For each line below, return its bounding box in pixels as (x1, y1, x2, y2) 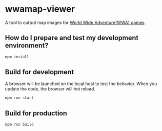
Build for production (5, 109, 67, 117)
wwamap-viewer (5, 3, 75, 15)
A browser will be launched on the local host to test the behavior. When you (5, 81, 157, 87)
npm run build (5, 122, 34, 127)
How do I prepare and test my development (5, 34, 139, 42)
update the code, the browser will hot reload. (5, 86, 96, 92)
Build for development (5, 68, 74, 76)
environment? (5, 42, 49, 50)
